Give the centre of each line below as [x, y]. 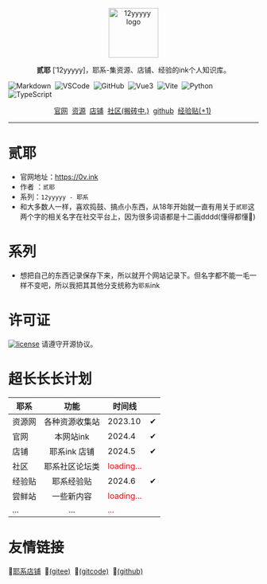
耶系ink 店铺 [72, 451]
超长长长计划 [50, 379]
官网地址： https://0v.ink [59, 177]
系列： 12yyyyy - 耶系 [54, 197]
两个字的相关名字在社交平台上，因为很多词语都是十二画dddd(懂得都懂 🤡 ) [137, 216]
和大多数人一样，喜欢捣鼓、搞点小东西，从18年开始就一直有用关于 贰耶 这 [137, 206]
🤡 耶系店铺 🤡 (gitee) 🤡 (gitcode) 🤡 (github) [76, 571]
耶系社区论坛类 [72, 466]
